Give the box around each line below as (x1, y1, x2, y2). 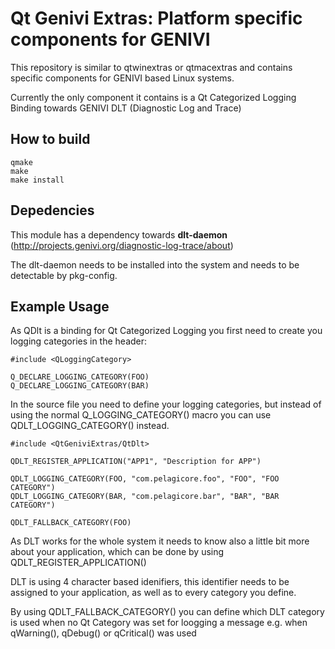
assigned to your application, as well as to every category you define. (10, 587, 297, 599)
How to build (10, 131, 91, 148)
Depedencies (10, 202, 95, 219)
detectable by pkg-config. (10, 269, 118, 281)
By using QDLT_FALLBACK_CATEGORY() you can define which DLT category (10, 606, 325, 618)
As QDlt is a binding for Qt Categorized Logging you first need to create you (10, 325, 323, 337)
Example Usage (10, 298, 110, 315)
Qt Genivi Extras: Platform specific (10, 7, 303, 30)
